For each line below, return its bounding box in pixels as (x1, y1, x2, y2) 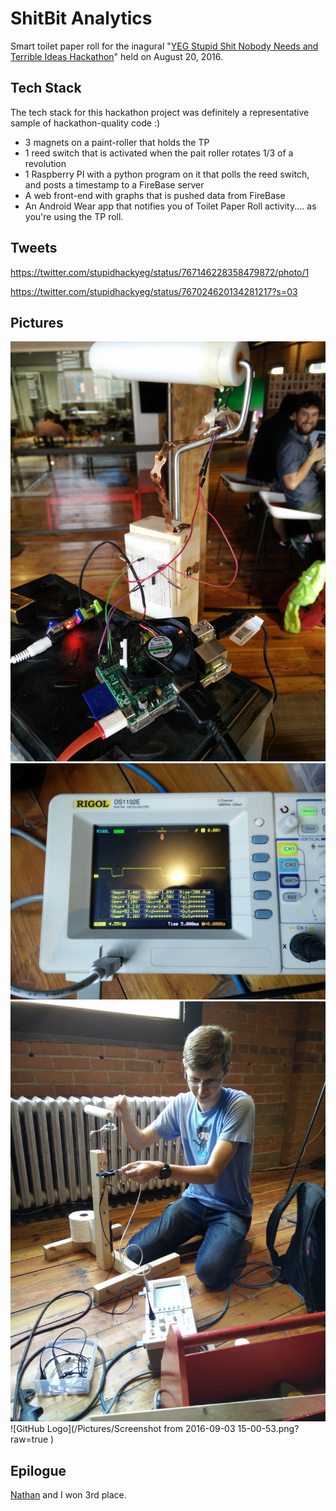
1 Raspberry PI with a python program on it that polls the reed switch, (24, 168, 310, 180)
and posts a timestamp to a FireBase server (24, 178, 205, 191)
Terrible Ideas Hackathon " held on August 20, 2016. (10, 50, 224, 62)
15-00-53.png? (237, 1423, 300, 1435)
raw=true (10, 1433, 49, 1446)
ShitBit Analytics (10, 7, 153, 30)
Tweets (10, 240, 58, 257)
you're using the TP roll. (24, 210, 124, 222)
